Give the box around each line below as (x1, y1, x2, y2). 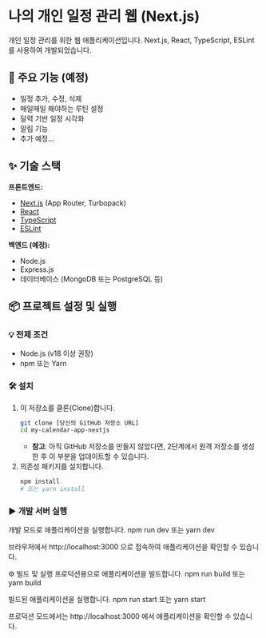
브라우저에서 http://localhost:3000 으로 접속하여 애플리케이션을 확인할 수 (8, 542, 238, 552)
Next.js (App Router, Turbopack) (19, 197, 126, 208)
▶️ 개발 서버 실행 (8, 505, 68, 516)
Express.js (19, 265, 54, 274)
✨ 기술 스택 (8, 159, 62, 173)
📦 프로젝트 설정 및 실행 (8, 299, 117, 313)
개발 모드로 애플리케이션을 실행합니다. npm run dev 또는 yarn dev (8, 525, 216, 535)
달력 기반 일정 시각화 (19, 114, 85, 123)
